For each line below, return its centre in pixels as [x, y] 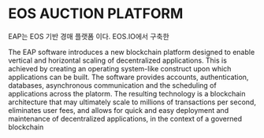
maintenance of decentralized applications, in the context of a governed [125, 118]
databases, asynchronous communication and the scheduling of [112, 85]
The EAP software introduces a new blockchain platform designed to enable [132, 52]
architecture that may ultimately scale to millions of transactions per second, [132, 102]
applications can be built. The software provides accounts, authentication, [128, 77]
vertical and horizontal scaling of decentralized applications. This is [117, 60]
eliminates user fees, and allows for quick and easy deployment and [119, 110]
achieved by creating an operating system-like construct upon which [120, 68]
